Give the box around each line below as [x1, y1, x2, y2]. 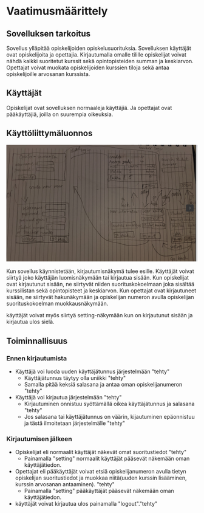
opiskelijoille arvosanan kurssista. [6, 71, 90, 77]
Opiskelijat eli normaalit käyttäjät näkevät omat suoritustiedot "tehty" [15, 449, 187, 456]
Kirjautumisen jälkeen [6, 435, 73, 443]
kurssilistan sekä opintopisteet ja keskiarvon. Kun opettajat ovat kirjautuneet [6, 287, 197, 294]
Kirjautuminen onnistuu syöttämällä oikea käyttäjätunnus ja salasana [24, 400, 195, 407]
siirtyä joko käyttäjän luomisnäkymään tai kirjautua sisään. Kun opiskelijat [6, 274, 189, 281]
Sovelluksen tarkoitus [6, 29, 91, 39]
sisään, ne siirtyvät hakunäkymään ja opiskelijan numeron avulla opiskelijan [6, 294, 194, 301]
